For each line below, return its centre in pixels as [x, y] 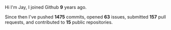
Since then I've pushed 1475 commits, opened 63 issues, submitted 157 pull [85, 17]
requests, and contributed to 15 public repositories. [59, 22]
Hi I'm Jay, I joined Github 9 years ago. [46, 7]
